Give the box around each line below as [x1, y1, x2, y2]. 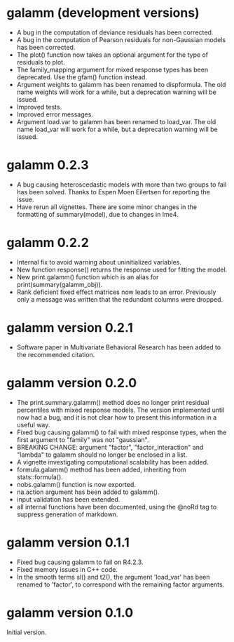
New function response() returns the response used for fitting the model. [16, 265, 228, 274]
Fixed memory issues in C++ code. [16, 565, 118, 573]
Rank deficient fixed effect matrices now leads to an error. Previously [16, 288, 216, 296]
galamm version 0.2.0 [6, 375, 137, 391]
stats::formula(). [16, 472, 64, 481]
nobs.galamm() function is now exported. [16, 480, 136, 488]
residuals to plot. [16, 58, 65, 66]
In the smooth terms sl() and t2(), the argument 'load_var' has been [16, 573, 210, 581]
